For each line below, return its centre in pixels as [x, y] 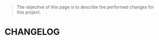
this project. [29, 12]
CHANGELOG [32, 32]
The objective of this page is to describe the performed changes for [85, 7]
